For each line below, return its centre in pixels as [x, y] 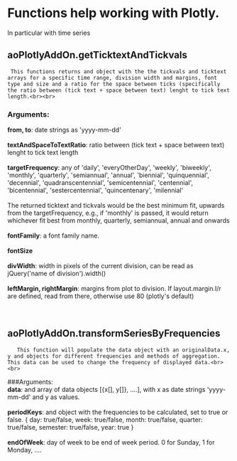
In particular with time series [49, 33]
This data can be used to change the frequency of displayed [100, 362]
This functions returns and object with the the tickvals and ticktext [118, 71]
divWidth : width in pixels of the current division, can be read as [100, 266]
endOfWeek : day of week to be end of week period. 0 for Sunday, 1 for [111, 442]
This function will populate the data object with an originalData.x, [123, 350]
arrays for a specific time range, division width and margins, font [112, 78]
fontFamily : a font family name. [53, 235]
